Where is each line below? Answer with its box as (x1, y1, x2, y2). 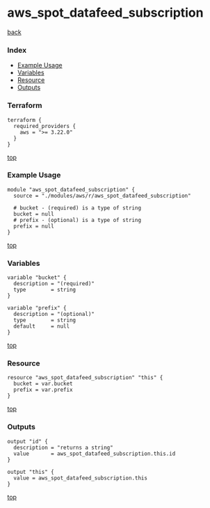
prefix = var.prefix (13, 386, 73, 394)
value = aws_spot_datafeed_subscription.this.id (13, 450, 176, 457)
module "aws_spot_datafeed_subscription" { (7, 186, 136, 193)
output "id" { (7, 438, 49, 445)
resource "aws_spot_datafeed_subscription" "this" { (7, 374, 163, 381)
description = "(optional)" (13, 311, 95, 318)
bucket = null (13, 210, 54, 217)
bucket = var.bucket (13, 381, 73, 388)
